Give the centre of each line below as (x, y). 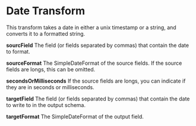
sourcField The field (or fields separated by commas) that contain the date (97, 45)
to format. (18, 51)
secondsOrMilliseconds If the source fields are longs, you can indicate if (96, 81)
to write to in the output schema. (46, 105)
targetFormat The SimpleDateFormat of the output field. (75, 116)
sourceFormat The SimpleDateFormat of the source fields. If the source (94, 63)
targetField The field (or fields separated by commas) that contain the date (98, 99)
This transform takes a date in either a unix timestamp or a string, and (91, 27)
